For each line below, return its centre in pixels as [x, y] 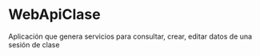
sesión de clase [34, 44]
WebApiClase [55, 15]
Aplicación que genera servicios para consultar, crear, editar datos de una [130, 36]
